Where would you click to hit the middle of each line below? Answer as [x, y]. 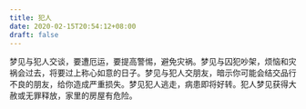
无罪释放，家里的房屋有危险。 [81, 95]
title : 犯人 [31, 18]
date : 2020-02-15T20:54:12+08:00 [73, 26]
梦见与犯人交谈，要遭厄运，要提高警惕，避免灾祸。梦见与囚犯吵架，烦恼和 [149, 62]
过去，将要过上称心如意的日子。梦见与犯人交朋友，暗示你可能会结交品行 [161, 73]
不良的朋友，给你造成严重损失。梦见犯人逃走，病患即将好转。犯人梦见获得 [149, 84]
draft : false [34, 35]
